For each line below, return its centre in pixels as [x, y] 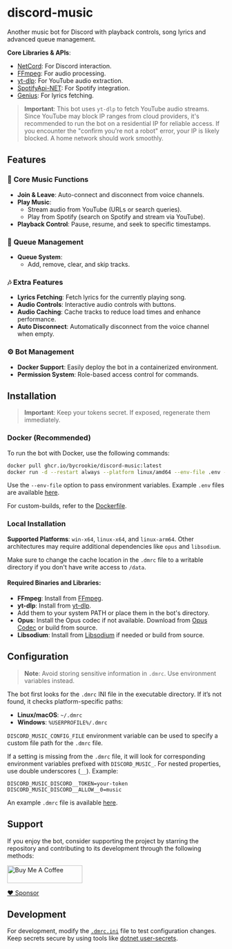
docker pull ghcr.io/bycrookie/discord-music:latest [85, 466]
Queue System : [40, 256]
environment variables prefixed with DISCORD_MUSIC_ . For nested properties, [114, 763]
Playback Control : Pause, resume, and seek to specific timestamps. [114, 224]
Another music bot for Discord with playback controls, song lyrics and [107, 32]
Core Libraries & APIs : [39, 53]
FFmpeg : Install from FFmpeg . [60, 598]
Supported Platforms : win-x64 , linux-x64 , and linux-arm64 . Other [101, 539]
